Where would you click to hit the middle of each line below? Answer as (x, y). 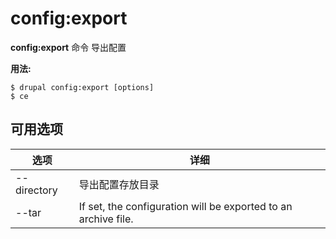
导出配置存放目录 (119, 184)
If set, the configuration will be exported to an (185, 206)
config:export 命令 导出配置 (68, 47)
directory (36, 190)
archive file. (106, 219)
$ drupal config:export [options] (82, 87)
